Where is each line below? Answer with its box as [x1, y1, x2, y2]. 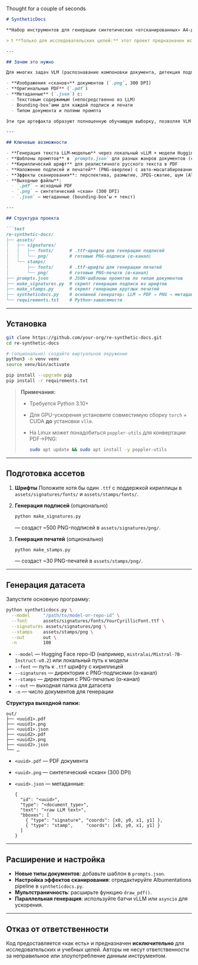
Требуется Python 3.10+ [29, 400, 90, 407]
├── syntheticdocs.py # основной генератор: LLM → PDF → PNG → [6, 292, 173, 298]
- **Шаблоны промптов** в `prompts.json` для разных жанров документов [6, 156, 186, 162]
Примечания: [20, 388, 56, 396]
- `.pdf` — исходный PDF [11, 183, 72, 189]
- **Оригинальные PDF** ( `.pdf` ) [6, 85, 88, 92]
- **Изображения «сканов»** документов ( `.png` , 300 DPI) [6, 80, 151, 86]
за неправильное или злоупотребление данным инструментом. [6, 952, 167, 959]
